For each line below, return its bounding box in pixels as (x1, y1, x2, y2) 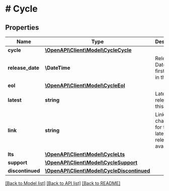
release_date (8, 64, 39, 71)
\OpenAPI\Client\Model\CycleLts (45, 151, 125, 158)
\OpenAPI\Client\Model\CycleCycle (45, 46, 132, 54)
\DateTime (45, 64, 70, 71)
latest (8, 97, 22, 104)
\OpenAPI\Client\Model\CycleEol (45, 82, 125, 89)
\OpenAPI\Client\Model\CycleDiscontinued (45, 167, 150, 174)
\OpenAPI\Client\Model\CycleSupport (45, 159, 137, 166)
